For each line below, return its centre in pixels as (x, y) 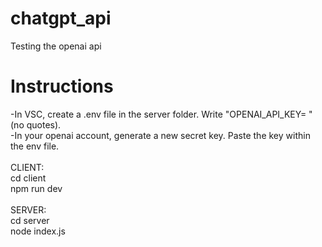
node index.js (38, 231)
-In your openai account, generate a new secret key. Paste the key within (160, 135)
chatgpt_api (61, 18)
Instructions (62, 86)
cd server (30, 220)
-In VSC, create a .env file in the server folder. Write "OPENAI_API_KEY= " (161, 114)
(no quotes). (36, 124)
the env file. (35, 146)
